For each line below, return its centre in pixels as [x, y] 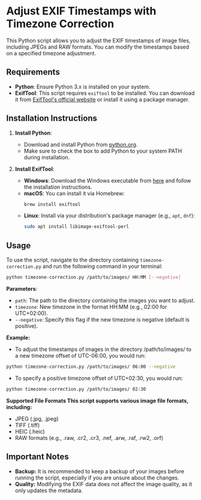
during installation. [47, 157]
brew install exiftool [52, 204]
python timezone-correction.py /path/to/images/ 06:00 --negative [91, 367]
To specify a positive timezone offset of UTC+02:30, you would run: [99, 378]
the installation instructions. [58, 187]
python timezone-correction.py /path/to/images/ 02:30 [76, 389]
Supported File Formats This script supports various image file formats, [97, 400]
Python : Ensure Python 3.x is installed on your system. [82, 87]
